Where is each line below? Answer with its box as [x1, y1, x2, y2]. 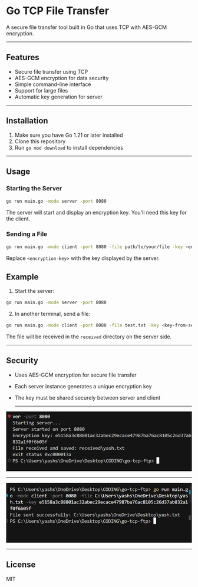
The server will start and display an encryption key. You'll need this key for [6, 209, 187, 216]
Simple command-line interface [14, 81, 91, 88]
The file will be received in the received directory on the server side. [6, 333, 172, 340]
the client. [6, 215, 31, 222]
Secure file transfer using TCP [14, 68, 88, 75]
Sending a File [6, 230, 48, 238]
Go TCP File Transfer [6, 4, 110, 18]
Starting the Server [6, 184, 62, 192]
